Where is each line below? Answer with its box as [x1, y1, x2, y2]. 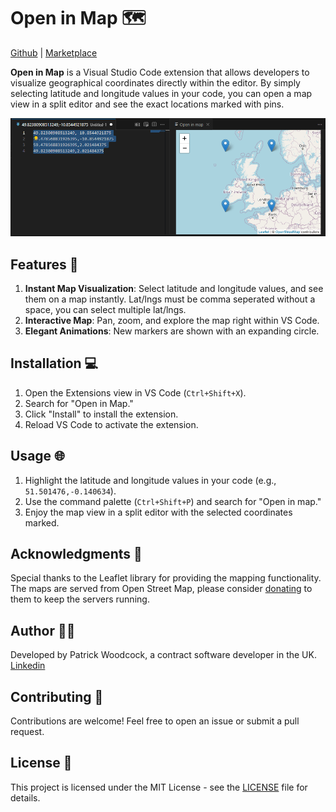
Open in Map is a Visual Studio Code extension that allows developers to [10, 66, 310, 78]
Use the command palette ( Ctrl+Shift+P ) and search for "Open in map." [24, 495, 322, 507]
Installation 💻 [10, 355, 99, 372]
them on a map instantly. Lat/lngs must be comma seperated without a [24, 293, 316, 305]
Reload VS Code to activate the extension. [24, 418, 199, 430]
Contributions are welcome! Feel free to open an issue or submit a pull [10, 715, 300, 727]
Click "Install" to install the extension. [24, 408, 179, 420]
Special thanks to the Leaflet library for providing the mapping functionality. [10, 572, 322, 584]
